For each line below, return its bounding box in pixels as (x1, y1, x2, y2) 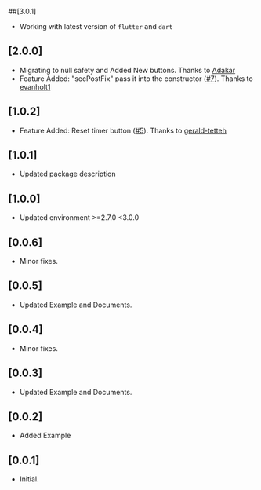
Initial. (19, 474, 39, 484)
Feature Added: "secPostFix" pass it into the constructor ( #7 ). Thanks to (19, 74, 253, 83)
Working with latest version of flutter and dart (19, 22, 173, 31)
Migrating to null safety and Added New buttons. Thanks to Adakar (19, 65, 236, 75)
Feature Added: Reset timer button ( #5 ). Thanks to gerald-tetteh (19, 126, 227, 135)
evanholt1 (19, 82, 51, 91)
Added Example (19, 431, 71, 441)
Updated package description (19, 169, 116, 179)
